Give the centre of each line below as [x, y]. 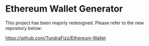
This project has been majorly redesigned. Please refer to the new [75, 23]
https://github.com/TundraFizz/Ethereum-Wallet [56, 38]
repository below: [24, 28]
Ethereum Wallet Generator [64, 9]
